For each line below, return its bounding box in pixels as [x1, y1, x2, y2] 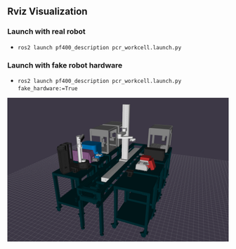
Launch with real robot [7, 27, 86, 37]
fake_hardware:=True [17, 84, 78, 92]
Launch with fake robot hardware [7, 60, 123, 70]
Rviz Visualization [7, 6, 88, 18]
